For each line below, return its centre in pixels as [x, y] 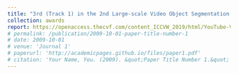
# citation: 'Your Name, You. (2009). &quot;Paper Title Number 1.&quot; [119, 60]
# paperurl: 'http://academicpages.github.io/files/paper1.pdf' [104, 54]
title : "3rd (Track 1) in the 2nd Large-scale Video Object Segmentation [119, 14]
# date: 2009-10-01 [36, 40]
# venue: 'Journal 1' [39, 47]
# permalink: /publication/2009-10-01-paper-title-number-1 [98, 33]
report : [19, 27]
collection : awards [36, 20]
